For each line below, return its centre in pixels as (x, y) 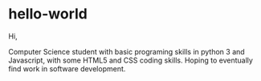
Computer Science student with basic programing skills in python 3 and (126, 51)
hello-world (48, 14)
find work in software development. (67, 68)
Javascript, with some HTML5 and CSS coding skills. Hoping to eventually (130, 60)
